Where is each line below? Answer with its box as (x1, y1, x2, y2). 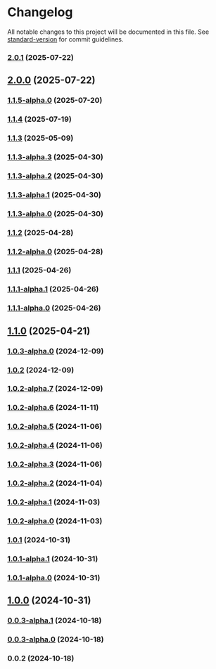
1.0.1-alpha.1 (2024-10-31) (7, 554, 99, 563)
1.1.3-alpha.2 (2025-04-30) (7, 170, 104, 180)
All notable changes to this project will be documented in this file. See (7, 27, 210, 36)
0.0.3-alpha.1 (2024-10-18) (7, 615, 102, 625)
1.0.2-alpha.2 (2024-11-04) (7, 478, 103, 488)
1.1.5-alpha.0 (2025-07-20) (7, 96, 103, 106)
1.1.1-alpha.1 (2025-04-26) (7, 285, 99, 294)
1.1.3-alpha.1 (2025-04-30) (7, 189, 102, 199)
